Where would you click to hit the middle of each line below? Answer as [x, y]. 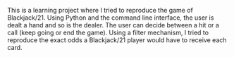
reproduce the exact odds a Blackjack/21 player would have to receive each [117, 40]
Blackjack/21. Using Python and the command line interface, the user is [111, 18]
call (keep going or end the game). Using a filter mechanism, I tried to [108, 32]
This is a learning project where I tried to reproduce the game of [100, 10]
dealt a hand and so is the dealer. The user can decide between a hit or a [113, 25]
